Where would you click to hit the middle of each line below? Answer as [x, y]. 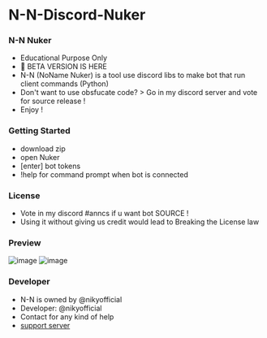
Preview [25, 243]
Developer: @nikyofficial [61, 308]
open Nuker [40, 157]
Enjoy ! [31, 110]
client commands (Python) [65, 84]
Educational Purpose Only [64, 58]
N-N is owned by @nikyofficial [71, 299]
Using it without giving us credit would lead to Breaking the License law [140, 222]
